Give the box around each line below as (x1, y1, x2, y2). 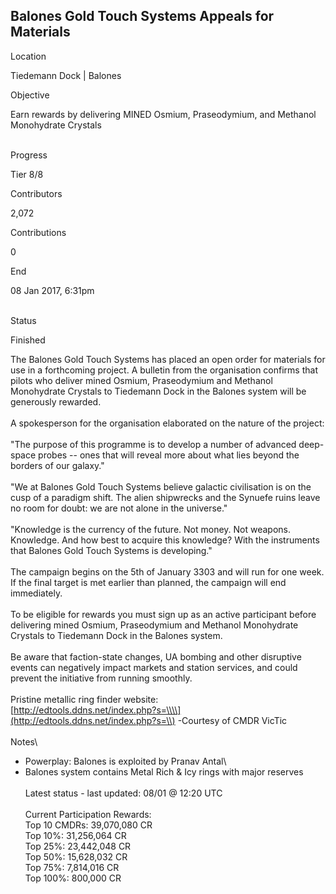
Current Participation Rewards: (24, 808, 152, 820)
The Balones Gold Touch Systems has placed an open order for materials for (10, 353, 326, 365)
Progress (10, 149, 48, 161)
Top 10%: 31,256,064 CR (24, 829, 127, 841)
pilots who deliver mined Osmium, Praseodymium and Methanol (10, 374, 273, 386)
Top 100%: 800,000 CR (24, 872, 122, 884)
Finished (10, 334, 46, 346)
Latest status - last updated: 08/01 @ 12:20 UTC (24, 787, 223, 799)
